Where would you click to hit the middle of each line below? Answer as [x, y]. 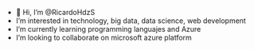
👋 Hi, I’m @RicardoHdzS [55, 12]
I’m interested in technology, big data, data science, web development [131, 21]
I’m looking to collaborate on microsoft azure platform [104, 37]
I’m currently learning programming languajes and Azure [108, 29]
